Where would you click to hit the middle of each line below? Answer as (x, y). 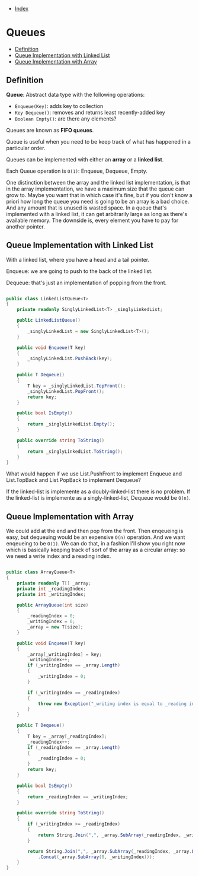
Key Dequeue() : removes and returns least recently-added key (90, 112)
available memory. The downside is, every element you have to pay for (92, 220)
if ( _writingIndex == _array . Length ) (74, 665)
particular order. (26, 148)
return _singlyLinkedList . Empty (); (71, 424)
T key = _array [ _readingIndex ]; (68, 736)
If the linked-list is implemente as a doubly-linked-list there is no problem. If (98, 491)
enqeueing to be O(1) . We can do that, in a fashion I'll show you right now (96, 544)
